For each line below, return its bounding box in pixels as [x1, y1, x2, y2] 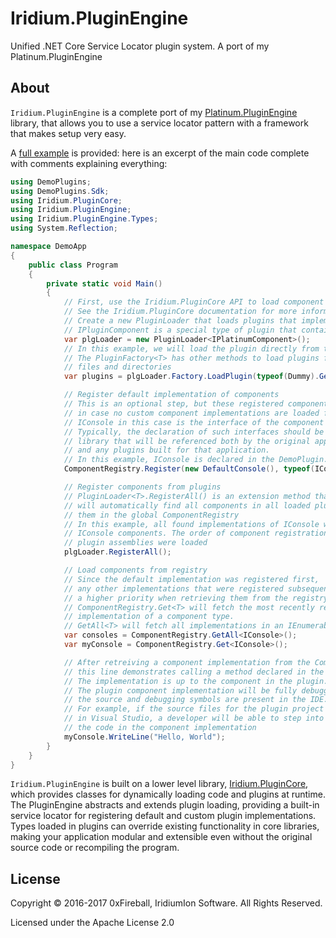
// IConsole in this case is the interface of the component [63, 417, 325, 427]
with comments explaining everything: [10, 157, 168, 169]
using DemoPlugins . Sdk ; [10, 186, 110, 196]
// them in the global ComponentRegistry [63, 510, 240, 520]
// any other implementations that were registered [63, 583, 284, 594]
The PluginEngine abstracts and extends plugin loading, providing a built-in [10, 799, 320, 811]
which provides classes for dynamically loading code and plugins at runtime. [10, 788, 326, 801]
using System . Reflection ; [10, 223, 118, 234]
